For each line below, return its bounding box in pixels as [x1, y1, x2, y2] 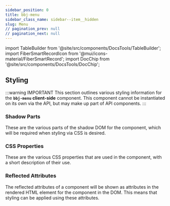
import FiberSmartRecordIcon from [5, 50, 79, 56]
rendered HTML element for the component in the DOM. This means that [5, 189, 157, 195]
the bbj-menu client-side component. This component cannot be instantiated [5, 95, 165, 101]
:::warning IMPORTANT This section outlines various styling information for [5, 90, 162, 96]
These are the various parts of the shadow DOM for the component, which [5, 125, 161, 131]
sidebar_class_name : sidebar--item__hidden [5, 17, 99, 22]
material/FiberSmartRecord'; [5, 56, 65, 62]
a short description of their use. [5, 160, 71, 166]
